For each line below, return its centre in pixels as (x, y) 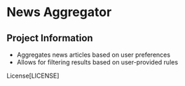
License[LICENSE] (33, 76)
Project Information (50, 38)
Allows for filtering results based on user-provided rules (97, 62)
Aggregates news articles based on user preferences (94, 55)
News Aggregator (59, 12)
